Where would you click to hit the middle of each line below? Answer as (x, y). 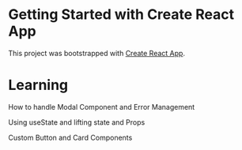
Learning (38, 85)
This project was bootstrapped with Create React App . (97, 53)
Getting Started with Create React (121, 15)
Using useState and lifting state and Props (77, 122)
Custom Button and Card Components (70, 137)
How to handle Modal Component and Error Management (102, 107)
